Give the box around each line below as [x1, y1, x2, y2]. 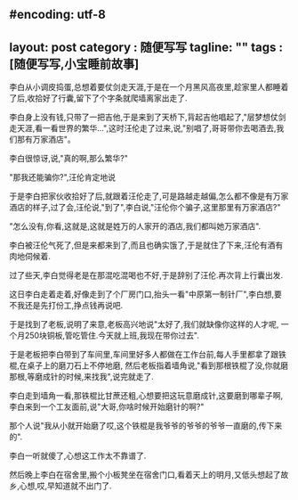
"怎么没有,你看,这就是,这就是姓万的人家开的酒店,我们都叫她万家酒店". [9, 221, 262, 232]
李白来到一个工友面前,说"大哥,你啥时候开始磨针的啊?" [9, 401, 205, 413]
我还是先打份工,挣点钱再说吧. [16, 300, 124, 311]
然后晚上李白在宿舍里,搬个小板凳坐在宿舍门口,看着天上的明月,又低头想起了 [9, 470, 282, 480]
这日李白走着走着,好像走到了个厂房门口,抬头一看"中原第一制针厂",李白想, [9, 289, 275, 299]
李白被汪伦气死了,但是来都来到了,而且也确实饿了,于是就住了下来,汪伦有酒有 [9, 240, 284, 250]
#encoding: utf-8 [9, 7, 107, 22]
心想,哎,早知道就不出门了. [19, 480, 113, 491]
